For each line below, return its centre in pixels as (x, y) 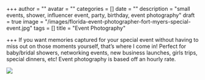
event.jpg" (19, 28)
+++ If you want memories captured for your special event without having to (102, 40)
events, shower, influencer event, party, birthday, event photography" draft (101, 15)
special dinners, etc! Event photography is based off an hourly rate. (91, 59)
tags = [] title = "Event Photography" (80, 28)
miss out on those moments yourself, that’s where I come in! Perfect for (96, 46)
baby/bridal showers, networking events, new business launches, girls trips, (102, 53)
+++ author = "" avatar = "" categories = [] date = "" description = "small (99, 9)
